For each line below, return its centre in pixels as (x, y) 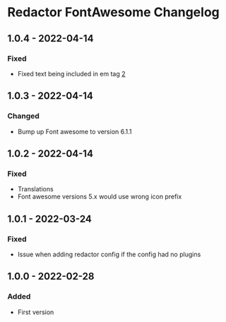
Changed (24, 116)
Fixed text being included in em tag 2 (71, 73)
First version (36, 312)
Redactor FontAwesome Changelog (114, 12)
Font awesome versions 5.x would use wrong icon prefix (100, 197)
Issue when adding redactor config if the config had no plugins (109, 254)
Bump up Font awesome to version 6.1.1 (75, 131)
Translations (36, 189)
